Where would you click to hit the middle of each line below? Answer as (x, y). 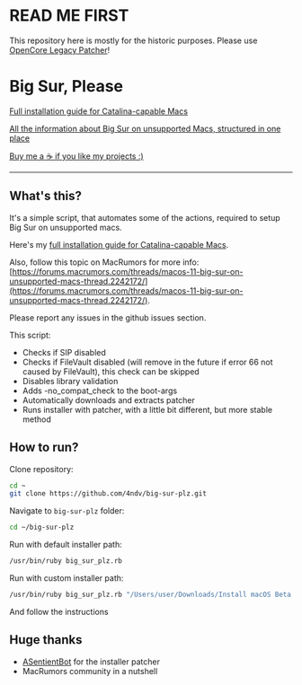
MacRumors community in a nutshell (90, 671)
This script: (30, 335)
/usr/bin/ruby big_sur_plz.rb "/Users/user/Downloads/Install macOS (140, 594)
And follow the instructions (59, 611)
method (37, 419)
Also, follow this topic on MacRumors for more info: (104, 262)
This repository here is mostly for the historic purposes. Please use (133, 40)
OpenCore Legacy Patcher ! (60, 49)
